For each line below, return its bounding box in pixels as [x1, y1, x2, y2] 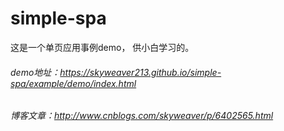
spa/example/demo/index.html [10, 77, 137, 89]
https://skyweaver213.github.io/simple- [59, 66, 222, 78]
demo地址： [10, 66, 61, 78]
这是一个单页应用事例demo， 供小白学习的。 [10, 41, 195, 53]
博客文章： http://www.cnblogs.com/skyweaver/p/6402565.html [10, 110, 274, 122]
